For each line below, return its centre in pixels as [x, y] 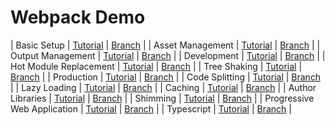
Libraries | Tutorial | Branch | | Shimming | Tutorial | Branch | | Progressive [162, 98]
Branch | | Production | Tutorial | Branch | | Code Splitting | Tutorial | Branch [166, 77]
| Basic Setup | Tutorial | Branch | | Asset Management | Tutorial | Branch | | [165, 45]
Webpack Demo [78, 17]
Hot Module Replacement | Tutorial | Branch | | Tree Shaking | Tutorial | [156, 66]
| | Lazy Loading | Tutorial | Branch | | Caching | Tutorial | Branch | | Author [163, 87]
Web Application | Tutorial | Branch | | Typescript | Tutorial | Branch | [151, 108]
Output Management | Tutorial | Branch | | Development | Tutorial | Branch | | [168, 55]
